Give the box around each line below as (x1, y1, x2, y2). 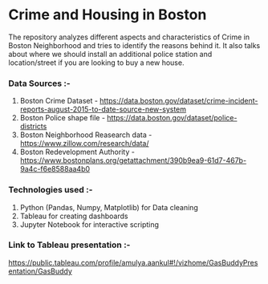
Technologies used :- (8, 185, 93, 196)
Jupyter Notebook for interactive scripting (19, 219, 159, 229)
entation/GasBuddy (8, 266, 72, 276)
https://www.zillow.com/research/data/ (19, 139, 149, 148)
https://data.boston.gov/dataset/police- (107, 113, 238, 123)
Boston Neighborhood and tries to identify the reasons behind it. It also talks (8, 40, 261, 50)
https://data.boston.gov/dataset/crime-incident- (99, 96, 258, 106)
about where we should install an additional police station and (8, 49, 213, 59)
